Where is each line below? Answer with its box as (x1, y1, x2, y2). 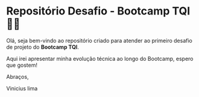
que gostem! (6, 61, 38, 69)
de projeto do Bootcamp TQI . (6, 43, 80, 51)
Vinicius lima (6, 84, 38, 92)
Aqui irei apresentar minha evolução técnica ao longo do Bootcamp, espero (6, 55, 194, 62)
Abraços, (6, 73, 29, 80)
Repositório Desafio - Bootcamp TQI (6, 4, 191, 18)
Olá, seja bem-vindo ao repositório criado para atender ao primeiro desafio (6, 37, 193, 44)
